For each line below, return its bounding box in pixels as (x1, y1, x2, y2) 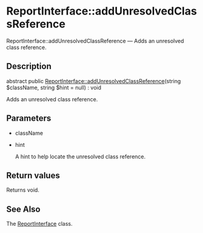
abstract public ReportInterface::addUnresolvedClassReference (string (6, 77, 181, 84)
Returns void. (6, 186, 39, 194)
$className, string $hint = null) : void (6, 84, 102, 91)
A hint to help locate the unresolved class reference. (15, 153, 146, 160)
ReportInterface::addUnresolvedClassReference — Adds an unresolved (6, 37, 184, 44)
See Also (6, 204, 41, 214)
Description (6, 61, 52, 72)
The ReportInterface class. (6, 220, 73, 228)
